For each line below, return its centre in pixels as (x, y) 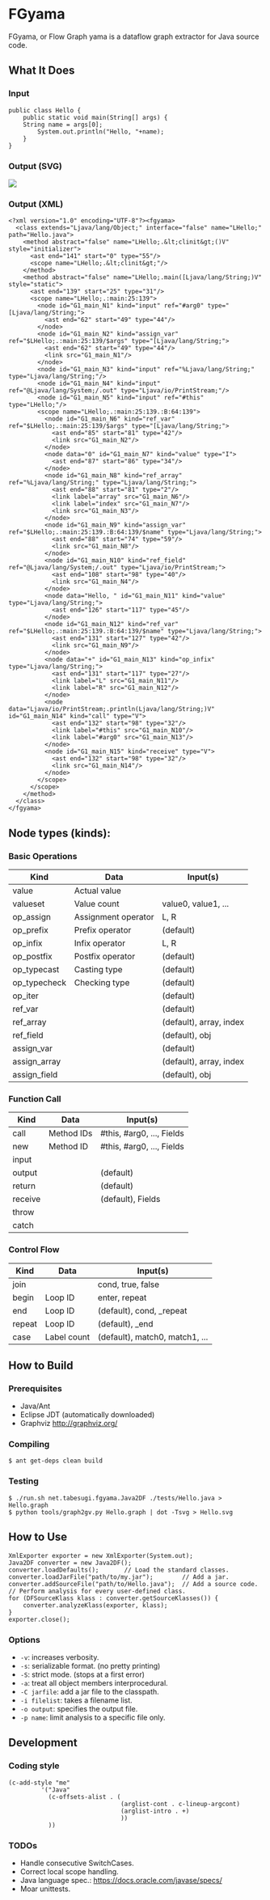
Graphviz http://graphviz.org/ (69, 1424)
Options (24, 1640)
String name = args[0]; (63, 125)
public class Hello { (45, 110)
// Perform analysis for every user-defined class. (97, 1591)
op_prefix (30, 929)
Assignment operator (114, 916)
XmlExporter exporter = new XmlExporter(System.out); (101, 1555)
